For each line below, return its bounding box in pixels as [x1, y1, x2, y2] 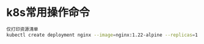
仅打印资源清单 [6, 26, 38, 32]
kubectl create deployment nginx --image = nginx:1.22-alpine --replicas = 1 [6, 32, 199, 38]
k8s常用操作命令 [6, 5, 90, 20]
